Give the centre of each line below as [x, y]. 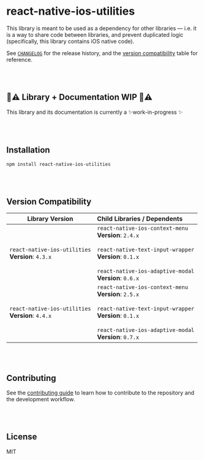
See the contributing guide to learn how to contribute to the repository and [100, 393]
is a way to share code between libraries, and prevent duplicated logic [95, 34]
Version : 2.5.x [118, 294]
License [22, 437]
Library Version [50, 219]
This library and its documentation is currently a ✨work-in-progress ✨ [95, 112]
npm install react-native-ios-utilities [59, 164]
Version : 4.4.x [31, 315]
